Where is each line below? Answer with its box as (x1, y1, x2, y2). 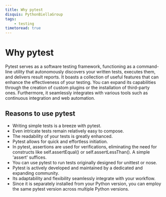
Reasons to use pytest (5, 110, 75, 118)
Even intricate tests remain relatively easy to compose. (12, 128, 124, 134)
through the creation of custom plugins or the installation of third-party (5, 85, 150, 91)
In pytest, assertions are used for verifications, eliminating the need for (12, 143, 157, 149)
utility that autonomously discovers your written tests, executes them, (13, 69, 156, 75)
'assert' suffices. (12, 154, 47, 160)
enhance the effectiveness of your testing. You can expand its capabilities (5, 79, 156, 85)
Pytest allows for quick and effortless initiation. (12, 138, 108, 144)
